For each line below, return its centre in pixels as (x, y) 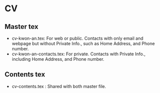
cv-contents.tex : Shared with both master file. (59, 86)
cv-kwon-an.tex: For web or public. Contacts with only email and (78, 38)
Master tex (21, 27)
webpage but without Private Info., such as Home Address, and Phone (83, 44)
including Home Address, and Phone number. (58, 59)
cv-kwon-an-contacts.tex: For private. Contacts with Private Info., (79, 54)
